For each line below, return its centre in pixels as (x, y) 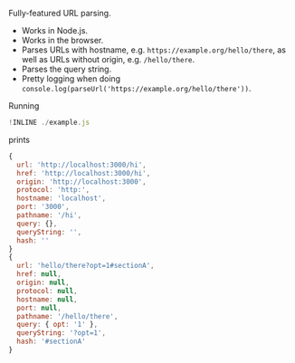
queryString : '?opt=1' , (61, 333)
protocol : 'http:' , (53, 190)
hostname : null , (47, 299)
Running (24, 106)
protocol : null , (47, 291)
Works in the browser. (62, 40)
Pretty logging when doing (71, 79)
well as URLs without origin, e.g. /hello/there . (108, 59)
